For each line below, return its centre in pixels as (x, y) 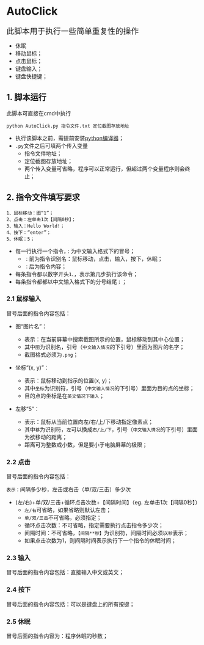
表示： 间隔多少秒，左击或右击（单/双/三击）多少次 (69, 489)
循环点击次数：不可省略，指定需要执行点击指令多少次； (94, 525)
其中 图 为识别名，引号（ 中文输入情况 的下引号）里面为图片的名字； (104, 347)
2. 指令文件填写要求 (43, 198)
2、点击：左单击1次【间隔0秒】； (41, 219)
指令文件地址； (43, 153)
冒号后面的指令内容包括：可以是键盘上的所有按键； (71, 604)
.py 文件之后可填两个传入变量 (52, 145)
